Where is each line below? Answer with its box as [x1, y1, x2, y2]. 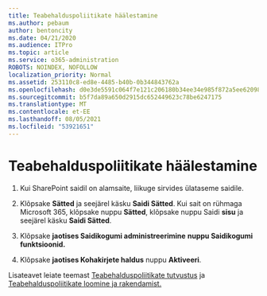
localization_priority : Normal [8, 71, 112, 79]
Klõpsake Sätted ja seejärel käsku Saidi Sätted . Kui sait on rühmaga [19, 198, 242, 208]
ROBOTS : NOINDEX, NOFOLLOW [8, 64, 98, 72]
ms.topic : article [8, 49, 69, 56]
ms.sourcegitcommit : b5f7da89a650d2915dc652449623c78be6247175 [8, 93, 222, 101]
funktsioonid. [19, 240, 66, 249]
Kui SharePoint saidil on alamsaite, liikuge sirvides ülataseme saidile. [19, 183, 244, 193]
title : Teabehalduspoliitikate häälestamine [8, 11, 158, 20]
